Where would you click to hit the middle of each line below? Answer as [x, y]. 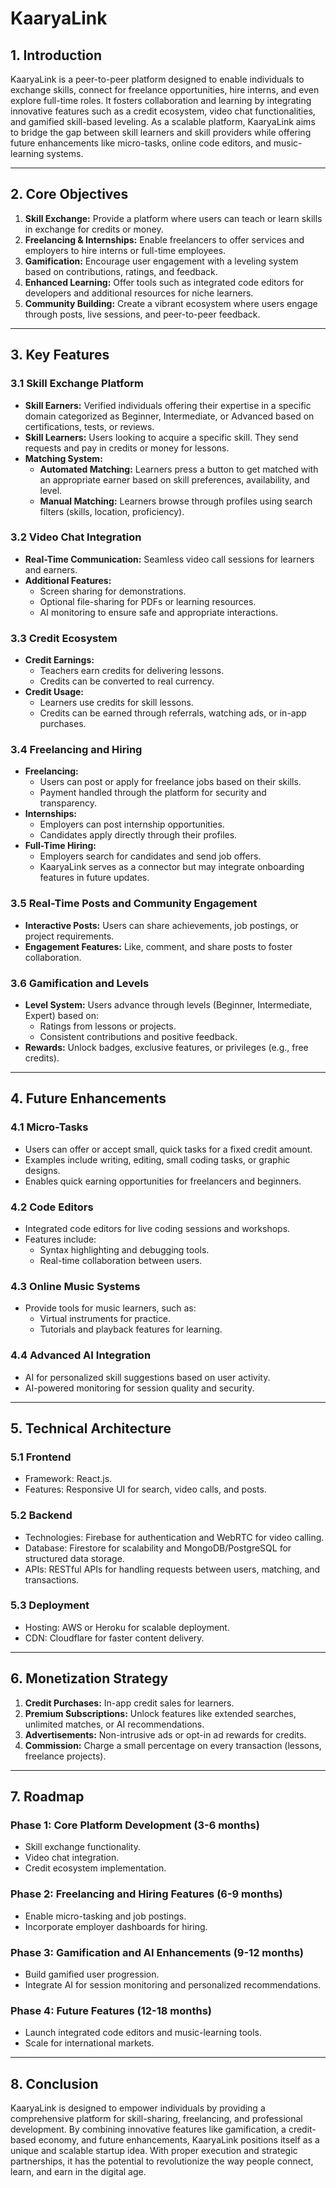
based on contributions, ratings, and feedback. [121, 271]
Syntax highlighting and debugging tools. [124, 1249]
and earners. [51, 569]
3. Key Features [60, 355]
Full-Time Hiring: [60, 846]
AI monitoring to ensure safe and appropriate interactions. [159, 612]
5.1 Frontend [41, 1457]
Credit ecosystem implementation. [95, 1868]
